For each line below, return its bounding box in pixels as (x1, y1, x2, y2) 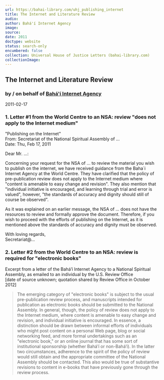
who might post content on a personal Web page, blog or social (17, 328, 145, 333)
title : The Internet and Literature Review (5, 12, 95, 17)
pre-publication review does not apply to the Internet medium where (5, 176, 143, 182)
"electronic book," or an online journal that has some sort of (17, 338, 138, 344)
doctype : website (5, 39, 41, 44)
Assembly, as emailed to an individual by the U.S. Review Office (5, 271, 134, 277)
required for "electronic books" (5, 255, 82, 262)
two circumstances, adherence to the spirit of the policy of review (17, 349, 150, 355)
